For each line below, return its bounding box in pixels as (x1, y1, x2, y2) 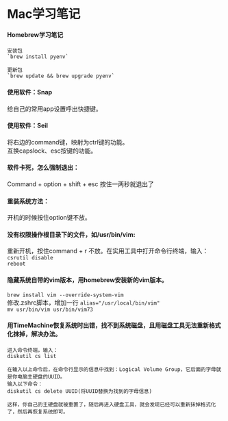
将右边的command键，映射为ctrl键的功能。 (7, 138, 129, 146)
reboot (7, 261, 26, 268)
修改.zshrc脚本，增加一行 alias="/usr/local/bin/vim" (7, 298, 160, 307)
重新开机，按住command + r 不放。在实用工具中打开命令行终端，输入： (7, 247, 209, 255)
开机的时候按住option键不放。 (7, 214, 91, 222)
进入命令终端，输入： (7, 346, 58, 353)
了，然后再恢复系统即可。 (7, 408, 68, 415)
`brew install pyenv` (7, 53, 69, 60)
